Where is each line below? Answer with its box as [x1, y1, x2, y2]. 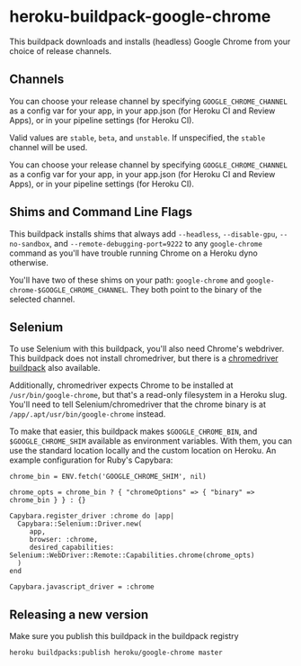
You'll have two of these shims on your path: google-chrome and [9, 274, 244, 285]
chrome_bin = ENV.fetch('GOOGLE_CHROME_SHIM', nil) [9, 472, 207, 481]
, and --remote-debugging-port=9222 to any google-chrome [49, 238, 263, 248]
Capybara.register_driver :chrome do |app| [9, 511, 175, 521]
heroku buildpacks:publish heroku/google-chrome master [9, 648, 223, 658]
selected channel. [9, 293, 75, 304]
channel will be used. [9, 141, 88, 152]
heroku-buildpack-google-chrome [9, 6, 271, 27]
